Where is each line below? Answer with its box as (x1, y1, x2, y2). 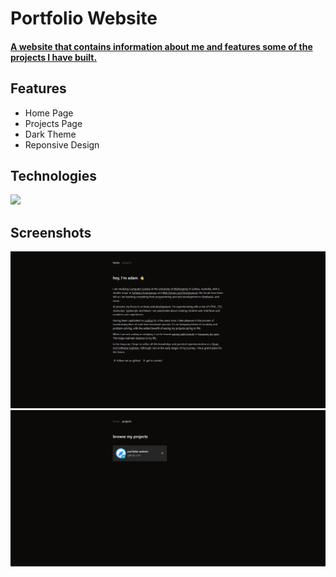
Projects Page (24, 117, 83, 129)
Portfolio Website (10, 7, 158, 30)
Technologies (10, 167, 98, 184)
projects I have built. (10, 51, 98, 63)
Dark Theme (24, 128, 77, 140)
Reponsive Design (24, 138, 100, 151)
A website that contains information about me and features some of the (10, 40, 313, 52)
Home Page (24, 107, 74, 119)
